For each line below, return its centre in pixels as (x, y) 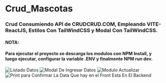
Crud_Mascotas (39, 9)
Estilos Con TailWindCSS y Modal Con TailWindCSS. (93, 30)
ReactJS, (16, 30)
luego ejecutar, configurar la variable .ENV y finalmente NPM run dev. (79, 59)
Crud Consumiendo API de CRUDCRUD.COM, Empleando (75, 24)
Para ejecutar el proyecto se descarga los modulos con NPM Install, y (78, 54)
